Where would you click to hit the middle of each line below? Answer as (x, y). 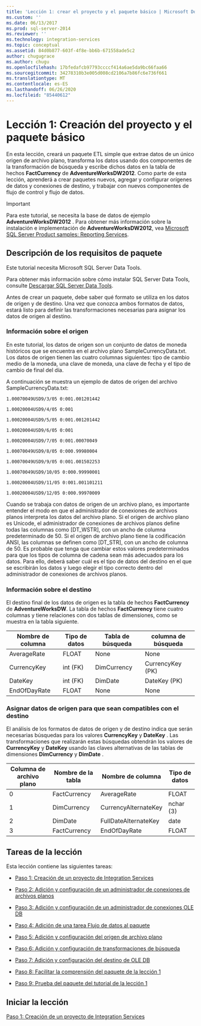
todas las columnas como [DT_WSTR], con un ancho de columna (86, 529)
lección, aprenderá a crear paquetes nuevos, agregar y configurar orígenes (99, 179)
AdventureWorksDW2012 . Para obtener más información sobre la (89, 221)
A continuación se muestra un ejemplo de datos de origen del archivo (92, 381)
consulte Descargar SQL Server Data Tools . (60, 285)
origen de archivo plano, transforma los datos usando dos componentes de (99, 160)
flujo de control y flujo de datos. (45, 192)
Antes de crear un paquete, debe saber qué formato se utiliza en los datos (98, 297)
